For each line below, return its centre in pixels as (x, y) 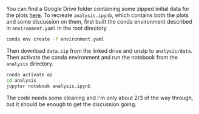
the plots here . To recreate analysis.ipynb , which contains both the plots (98, 15)
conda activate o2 (29, 75)
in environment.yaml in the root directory (57, 28)
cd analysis (21, 80)
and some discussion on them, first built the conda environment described (99, 22)
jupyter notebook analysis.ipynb (49, 86)
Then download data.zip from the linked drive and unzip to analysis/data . (99, 50)
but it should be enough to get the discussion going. (71, 104)
